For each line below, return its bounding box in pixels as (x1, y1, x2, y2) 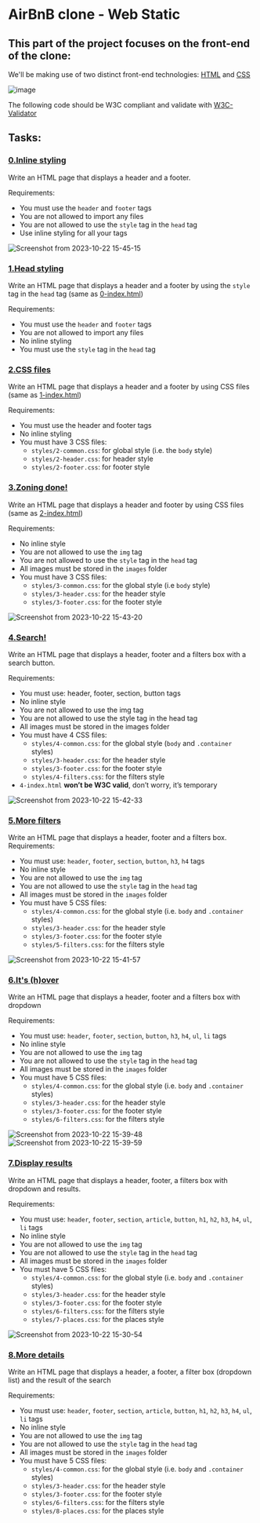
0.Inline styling (8, 155, 67, 166)
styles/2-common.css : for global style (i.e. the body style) (31, 446, 213, 455)
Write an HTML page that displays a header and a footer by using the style (8, 280, 251, 290)
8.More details (8, 1349, 65, 1360)
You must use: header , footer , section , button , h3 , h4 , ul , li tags (19, 1031, 227, 1041)
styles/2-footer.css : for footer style (31, 462, 150, 472)
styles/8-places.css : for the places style (31, 1506, 164, 1516)
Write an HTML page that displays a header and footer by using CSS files (8, 500, 244, 509)
